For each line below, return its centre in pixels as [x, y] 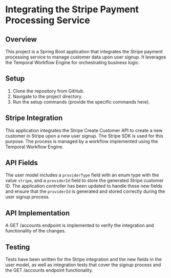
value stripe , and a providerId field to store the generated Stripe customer [84, 181]
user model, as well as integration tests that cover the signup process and [83, 265]
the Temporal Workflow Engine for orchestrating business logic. [72, 62]
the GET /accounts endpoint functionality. [49, 270]
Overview [21, 39]
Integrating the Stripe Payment [72, 9]
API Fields [22, 163]
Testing [18, 247]
